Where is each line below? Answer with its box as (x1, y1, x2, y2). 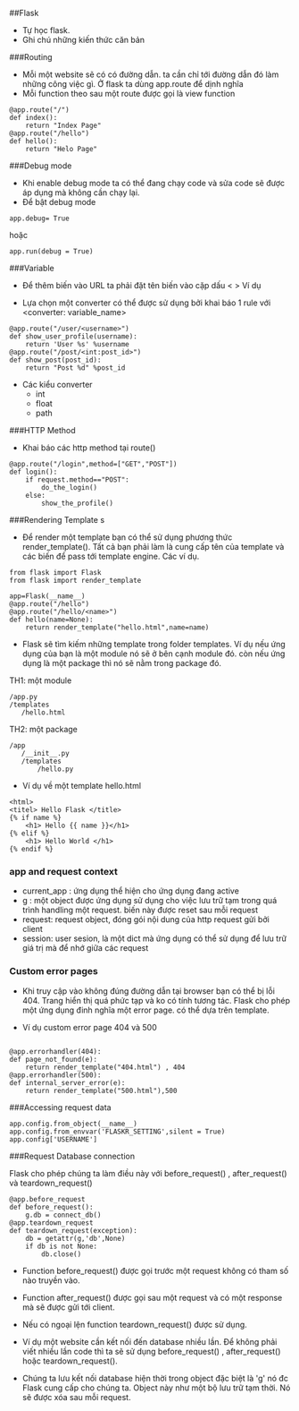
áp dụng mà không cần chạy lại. (21, 187, 140, 198)
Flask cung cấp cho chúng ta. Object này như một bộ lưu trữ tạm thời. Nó (21, 1382, 291, 1393)
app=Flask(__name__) (9, 592, 87, 601)
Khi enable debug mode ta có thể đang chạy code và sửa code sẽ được (21, 178, 286, 188)
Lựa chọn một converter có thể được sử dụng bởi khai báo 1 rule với (21, 297, 271, 308)
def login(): (9, 467, 58, 476)
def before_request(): (9, 1202, 94, 1211)
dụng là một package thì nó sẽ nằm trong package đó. (21, 658, 221, 668)
